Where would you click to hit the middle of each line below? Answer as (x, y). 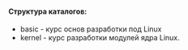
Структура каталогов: (48, 11)
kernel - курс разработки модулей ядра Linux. (100, 38)
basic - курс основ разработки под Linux (91, 29)
